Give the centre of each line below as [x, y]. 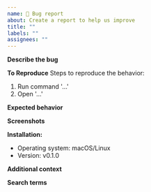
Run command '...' [43, 87]
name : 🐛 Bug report [35, 14]
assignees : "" [28, 40]
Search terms [27, 183]
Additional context [35, 169]
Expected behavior [35, 108]
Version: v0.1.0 [38, 156]
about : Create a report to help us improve [71, 20]
